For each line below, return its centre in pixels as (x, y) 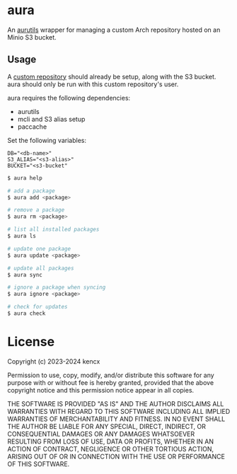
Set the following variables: (47, 140)
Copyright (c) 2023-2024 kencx (54, 361)
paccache (32, 127)
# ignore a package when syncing (57, 288)
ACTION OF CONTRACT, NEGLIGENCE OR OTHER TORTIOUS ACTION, (111, 449)
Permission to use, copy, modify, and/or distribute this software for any (111, 375)
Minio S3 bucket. (32, 37)
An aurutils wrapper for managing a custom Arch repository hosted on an (114, 30)
